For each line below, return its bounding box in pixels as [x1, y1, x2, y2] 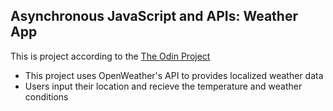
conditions [24, 90, 69, 103]
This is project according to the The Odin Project [10, 50, 211, 62]
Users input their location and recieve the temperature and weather [24, 80, 303, 92]
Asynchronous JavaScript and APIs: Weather [10, 8, 298, 25]
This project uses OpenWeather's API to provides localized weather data [24, 69, 324, 81]
